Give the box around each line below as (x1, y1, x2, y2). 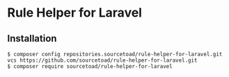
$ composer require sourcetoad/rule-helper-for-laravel (7, 63, 173, 70)
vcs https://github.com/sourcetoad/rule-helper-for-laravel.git (7, 57, 198, 64)
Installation (7, 33, 57, 44)
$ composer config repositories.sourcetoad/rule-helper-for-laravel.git (7, 51, 223, 58)
